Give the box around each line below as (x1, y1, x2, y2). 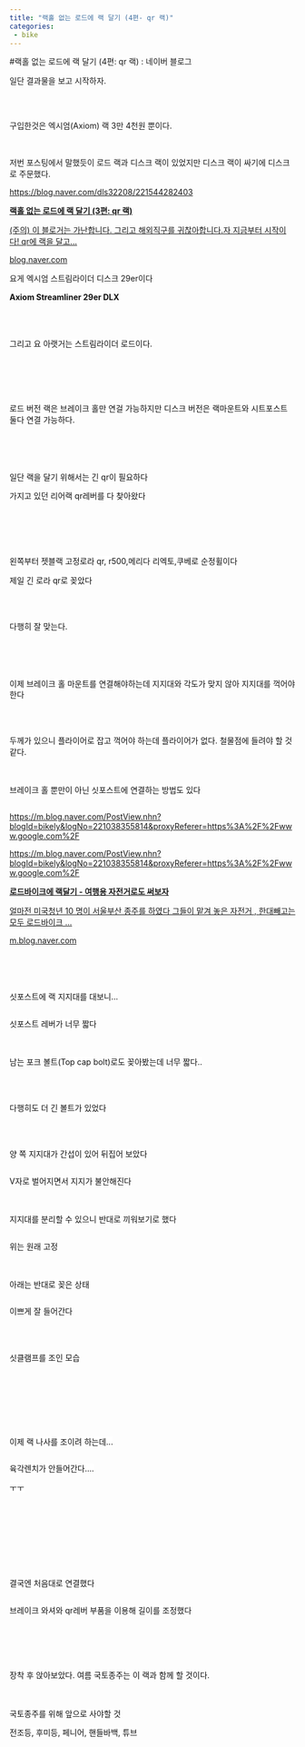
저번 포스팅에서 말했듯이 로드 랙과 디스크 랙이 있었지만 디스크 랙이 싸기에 (9, 157, 266, 168)
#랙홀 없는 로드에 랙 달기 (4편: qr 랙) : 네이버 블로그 (9, 56, 192, 67)
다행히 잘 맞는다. (9, 620, 68, 631)
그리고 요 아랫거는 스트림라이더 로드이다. (9, 338, 152, 349)
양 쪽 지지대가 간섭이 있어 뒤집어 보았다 (9, 1148, 148, 1159)
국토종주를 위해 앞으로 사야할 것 (9, 1708, 122, 1719)
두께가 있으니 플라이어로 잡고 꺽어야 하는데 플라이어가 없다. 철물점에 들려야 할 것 (9, 735, 293, 746)
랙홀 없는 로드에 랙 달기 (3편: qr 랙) (9, 205, 133, 216)
